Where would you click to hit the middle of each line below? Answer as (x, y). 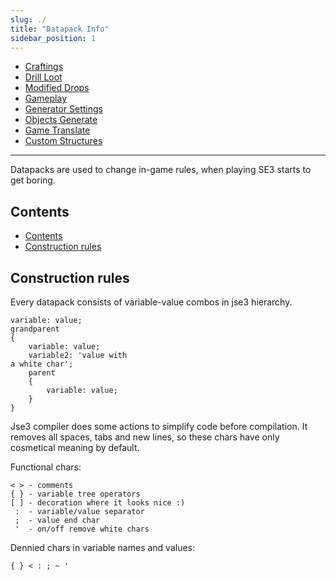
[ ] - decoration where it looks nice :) (98, 503)
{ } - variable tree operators (75, 494)
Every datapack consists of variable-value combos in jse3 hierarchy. (151, 302)
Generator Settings (63, 109)
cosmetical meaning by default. (75, 447)
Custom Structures (63, 141)
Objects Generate (61, 120)
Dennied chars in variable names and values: (103, 547)
